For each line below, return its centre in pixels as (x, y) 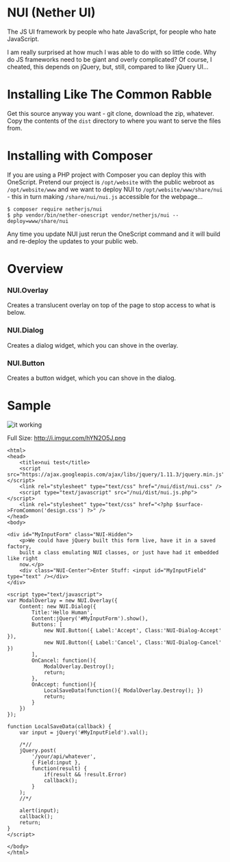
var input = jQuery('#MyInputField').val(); (84, 732)
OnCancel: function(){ (64, 660)
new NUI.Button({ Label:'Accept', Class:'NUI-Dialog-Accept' (133, 630)
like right (23, 558)
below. (16, 313)
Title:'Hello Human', (63, 612)
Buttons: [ (47, 624)
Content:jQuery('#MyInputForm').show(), (90, 619)
